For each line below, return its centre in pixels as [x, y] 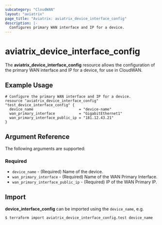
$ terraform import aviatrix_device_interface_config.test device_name [79, 218]
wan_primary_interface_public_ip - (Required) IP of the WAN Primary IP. [84, 182]
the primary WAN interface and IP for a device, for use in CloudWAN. [74, 70]
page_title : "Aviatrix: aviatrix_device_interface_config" [66, 18]
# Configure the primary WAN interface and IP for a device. [68, 96]
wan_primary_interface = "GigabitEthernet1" [66, 113]
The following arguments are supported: [45, 148]
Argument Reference [37, 137]
